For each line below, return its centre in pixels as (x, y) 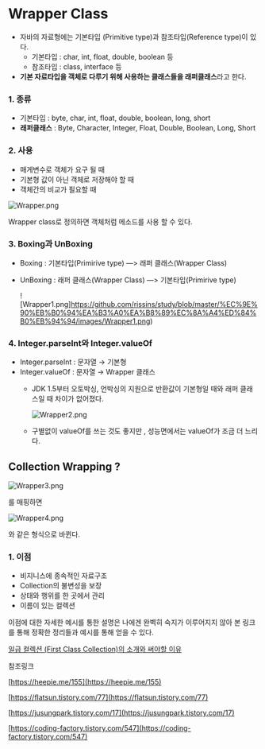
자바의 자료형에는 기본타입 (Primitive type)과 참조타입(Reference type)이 (134, 37)
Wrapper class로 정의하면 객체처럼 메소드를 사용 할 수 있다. (100, 221)
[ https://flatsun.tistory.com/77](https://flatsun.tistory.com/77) (108, 697)
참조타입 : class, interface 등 (77, 66)
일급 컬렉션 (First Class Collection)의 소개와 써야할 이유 (95, 650)
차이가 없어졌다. (80, 399)
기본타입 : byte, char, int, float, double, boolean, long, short (115, 118)
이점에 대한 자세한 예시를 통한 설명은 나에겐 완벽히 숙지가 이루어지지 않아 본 (125, 623)
